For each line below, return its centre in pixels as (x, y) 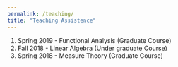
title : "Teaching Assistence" (52, 20)
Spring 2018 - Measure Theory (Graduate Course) (90, 55)
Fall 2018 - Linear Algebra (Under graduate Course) (93, 48)
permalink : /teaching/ (41, 14)
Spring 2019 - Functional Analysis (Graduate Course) (94, 40)
